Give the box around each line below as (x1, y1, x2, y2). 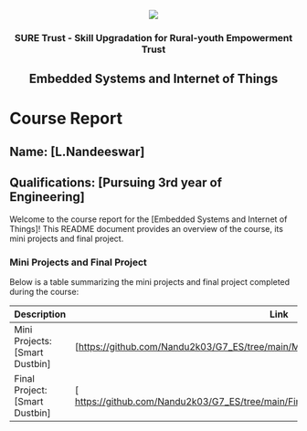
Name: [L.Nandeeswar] (9, 143, 145, 159)
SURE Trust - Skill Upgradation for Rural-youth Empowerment (14, 31, 293, 44)
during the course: (9, 287, 79, 297)
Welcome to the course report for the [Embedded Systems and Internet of (9, 214, 288, 225)
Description (14, 308, 67, 321)
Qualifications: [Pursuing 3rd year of (9, 175, 222, 191)
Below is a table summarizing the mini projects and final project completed (9, 277, 291, 287)
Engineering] (9, 189, 85, 205)
